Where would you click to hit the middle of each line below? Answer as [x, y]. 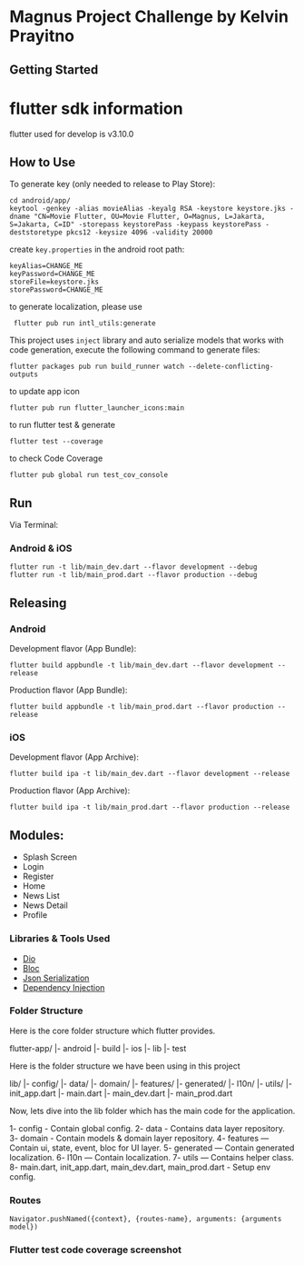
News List [41, 896]
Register [38, 877]
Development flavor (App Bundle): [73, 649]
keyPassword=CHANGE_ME [52, 274]
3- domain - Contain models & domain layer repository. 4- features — [139, 1138]
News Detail [45, 905]
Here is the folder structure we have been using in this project [125, 1066]
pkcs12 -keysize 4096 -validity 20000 [140, 233]
